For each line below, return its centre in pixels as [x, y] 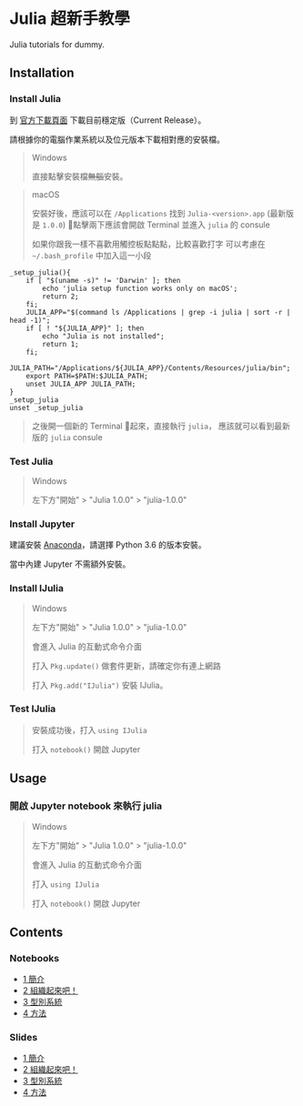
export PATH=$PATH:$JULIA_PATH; [87, 376]
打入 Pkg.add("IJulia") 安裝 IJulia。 [100, 685]
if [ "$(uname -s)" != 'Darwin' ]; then [103, 280]
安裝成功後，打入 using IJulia [89, 729]
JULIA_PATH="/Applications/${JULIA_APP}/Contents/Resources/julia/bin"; [150, 368]
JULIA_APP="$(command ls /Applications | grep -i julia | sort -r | [158, 312]
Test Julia [31, 461]
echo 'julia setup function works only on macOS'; [140, 288]
